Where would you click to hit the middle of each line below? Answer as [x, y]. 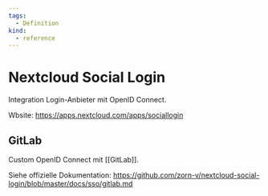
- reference [36, 38]
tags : [17, 16]
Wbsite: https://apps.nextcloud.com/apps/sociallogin [96, 115]
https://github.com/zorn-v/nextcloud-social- [186, 175]
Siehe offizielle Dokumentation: [60, 175]
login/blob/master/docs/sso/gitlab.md [71, 184]
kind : [17, 30]
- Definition [37, 23]
